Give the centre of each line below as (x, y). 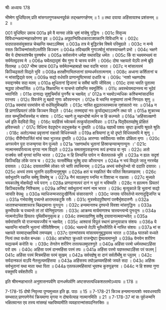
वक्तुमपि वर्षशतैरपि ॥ (21, 272)
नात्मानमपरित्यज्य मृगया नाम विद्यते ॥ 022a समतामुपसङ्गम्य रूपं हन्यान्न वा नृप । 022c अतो (77, 150)
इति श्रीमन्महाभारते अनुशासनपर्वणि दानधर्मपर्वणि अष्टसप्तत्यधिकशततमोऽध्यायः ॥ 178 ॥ (71, 282)
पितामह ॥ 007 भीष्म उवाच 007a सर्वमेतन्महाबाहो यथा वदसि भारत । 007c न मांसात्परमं (74, 66)
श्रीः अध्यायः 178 (18, 8)
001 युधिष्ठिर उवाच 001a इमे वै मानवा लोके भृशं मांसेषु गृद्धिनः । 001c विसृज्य (66, 33)
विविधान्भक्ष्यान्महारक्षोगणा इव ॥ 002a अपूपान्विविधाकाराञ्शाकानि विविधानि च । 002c (72, 39)
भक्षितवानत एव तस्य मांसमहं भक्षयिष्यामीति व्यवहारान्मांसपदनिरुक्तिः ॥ (57, 303)
